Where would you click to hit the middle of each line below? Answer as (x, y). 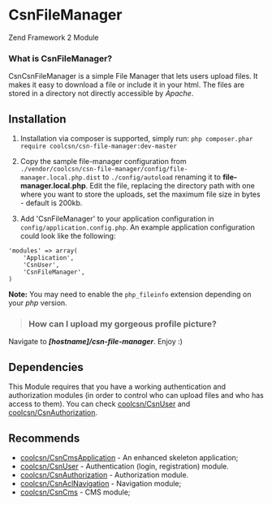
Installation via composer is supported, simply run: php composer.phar (136, 139)
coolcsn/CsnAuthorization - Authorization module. (104, 475)
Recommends (44, 438)
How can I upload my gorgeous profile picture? (123, 324)
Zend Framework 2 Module (54, 37)
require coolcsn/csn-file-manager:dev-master (98, 147)
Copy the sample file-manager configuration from (103, 162)
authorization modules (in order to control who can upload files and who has (136, 395)
